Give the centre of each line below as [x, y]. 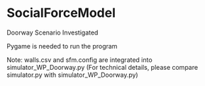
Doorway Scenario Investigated [52, 32]
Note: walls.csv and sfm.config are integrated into [80, 60]
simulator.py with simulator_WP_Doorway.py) [73, 75]
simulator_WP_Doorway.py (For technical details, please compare [102, 67]
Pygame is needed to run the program [62, 46]
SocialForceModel [61, 13]
